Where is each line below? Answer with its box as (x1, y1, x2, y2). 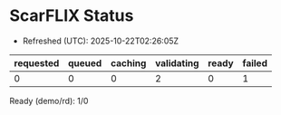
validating (155, 56, 199, 69)
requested (14, 56, 60, 69)
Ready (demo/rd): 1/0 (9, 95, 89, 106)
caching (110, 56, 147, 69)
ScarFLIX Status (9, 5, 134, 26)
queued (67, 56, 102, 69)
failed (242, 56, 267, 69)
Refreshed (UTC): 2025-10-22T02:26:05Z (22, 35, 179, 46)
